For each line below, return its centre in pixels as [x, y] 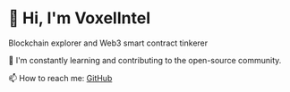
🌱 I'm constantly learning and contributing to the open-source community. [145, 60]
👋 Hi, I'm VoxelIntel [80, 18]
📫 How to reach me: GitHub [60, 78]
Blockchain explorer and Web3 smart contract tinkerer [108, 43]
